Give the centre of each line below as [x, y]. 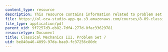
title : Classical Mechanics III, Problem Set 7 [56, 38]
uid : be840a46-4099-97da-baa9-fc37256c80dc [51, 42]
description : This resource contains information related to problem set [84, 14]
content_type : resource [30, 10]
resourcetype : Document [30, 33]
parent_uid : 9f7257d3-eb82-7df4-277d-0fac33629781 [59, 28]
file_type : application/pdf [34, 24]
